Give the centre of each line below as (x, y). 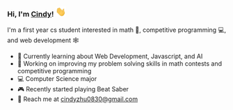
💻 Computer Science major (57, 78)
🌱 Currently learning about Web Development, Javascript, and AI (110, 56)
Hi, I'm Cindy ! (31, 15)
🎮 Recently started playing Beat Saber (73, 89)
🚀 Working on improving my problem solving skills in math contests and (120, 63)
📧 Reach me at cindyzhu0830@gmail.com (77, 99)
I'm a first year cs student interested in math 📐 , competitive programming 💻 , (117, 30)
